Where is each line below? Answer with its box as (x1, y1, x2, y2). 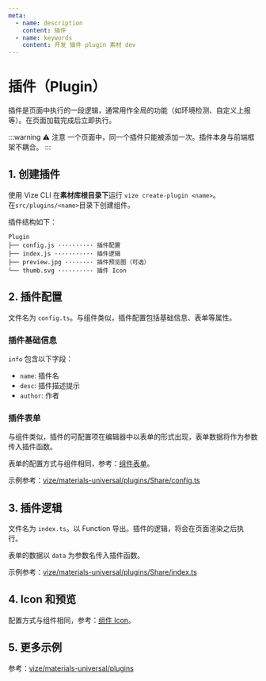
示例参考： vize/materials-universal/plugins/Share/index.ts (8, 567, 198, 577)
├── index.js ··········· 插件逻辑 (8, 249, 121, 258)
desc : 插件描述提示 (19, 380, 81, 390)
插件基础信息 (8, 334, 58, 345)
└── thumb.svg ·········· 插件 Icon (8, 267, 127, 275)
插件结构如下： (8, 217, 57, 226)
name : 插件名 (19, 371, 59, 380)
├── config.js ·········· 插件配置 (8, 241, 121, 249)
